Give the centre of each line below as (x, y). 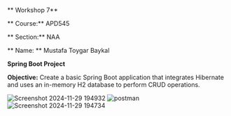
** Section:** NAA (34, 37)
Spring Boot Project (36, 64)
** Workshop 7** (33, 10)
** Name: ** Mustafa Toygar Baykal (58, 50)
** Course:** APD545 (38, 23)
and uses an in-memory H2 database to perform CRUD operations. (104, 85)
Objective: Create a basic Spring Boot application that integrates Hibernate (115, 77)
